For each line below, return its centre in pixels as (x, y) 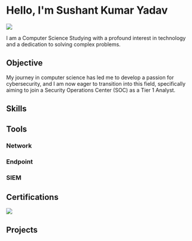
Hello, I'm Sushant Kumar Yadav (87, 10)
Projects (22, 230)
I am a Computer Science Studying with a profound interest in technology (96, 38)
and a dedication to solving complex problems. (63, 44)
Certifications (32, 197)
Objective (25, 63)
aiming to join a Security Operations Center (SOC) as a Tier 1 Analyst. (91, 90)
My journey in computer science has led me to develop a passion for (90, 77)
